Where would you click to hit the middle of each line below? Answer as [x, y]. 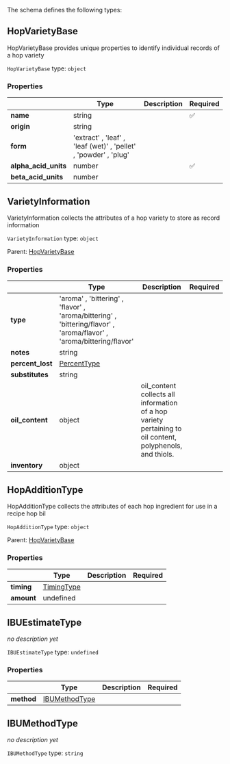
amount [23, 598]
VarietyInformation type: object [53, 238]
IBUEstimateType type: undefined [53, 652]
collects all [158, 394]
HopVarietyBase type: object [47, 68]
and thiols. [157, 455]
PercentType [80, 364]
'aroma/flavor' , [84, 333]
